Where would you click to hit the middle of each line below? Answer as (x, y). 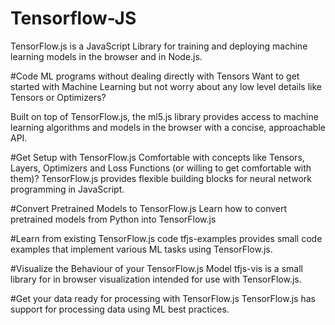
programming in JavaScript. (67, 189)
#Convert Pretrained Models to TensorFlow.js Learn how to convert (149, 208)
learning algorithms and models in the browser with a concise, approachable (168, 127)
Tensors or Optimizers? (58, 97)
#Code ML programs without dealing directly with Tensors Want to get (155, 76)
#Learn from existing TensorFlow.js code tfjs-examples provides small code (166, 238)
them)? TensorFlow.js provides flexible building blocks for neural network (161, 178)
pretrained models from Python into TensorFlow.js (113, 219)
